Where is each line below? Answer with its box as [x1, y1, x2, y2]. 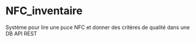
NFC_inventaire [5, 4, 83, 18]
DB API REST [5, 30, 37, 37]
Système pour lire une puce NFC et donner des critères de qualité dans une [5, 24, 190, 31]
